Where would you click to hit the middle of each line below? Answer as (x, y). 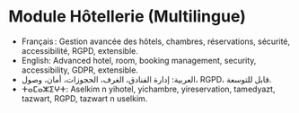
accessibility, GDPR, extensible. (79, 70)
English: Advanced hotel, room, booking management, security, (139, 60)
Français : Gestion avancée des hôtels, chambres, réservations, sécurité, (156, 41)
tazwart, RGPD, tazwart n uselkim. (84, 98)
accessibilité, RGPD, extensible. (79, 50)
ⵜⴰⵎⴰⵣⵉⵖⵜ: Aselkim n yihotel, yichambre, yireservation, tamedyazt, (148, 89)
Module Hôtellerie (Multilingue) (127, 17)
